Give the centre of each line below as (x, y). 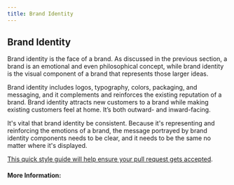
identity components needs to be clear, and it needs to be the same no (109, 138)
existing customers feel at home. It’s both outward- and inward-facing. (109, 110)
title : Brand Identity (40, 14)
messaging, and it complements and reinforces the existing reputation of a (115, 95)
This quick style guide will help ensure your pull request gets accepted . (110, 159)
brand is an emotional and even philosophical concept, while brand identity (116, 67)
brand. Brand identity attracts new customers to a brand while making (108, 102)
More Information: (34, 175)
